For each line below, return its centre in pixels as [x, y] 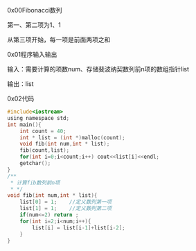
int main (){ [24, 124]
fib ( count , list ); [45, 150]
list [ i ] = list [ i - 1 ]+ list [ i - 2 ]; [79, 227]
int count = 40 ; [43, 131]
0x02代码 [21, 98]
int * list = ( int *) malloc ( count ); [73, 137]
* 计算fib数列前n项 [35, 182]
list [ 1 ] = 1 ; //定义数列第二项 [66, 209]
